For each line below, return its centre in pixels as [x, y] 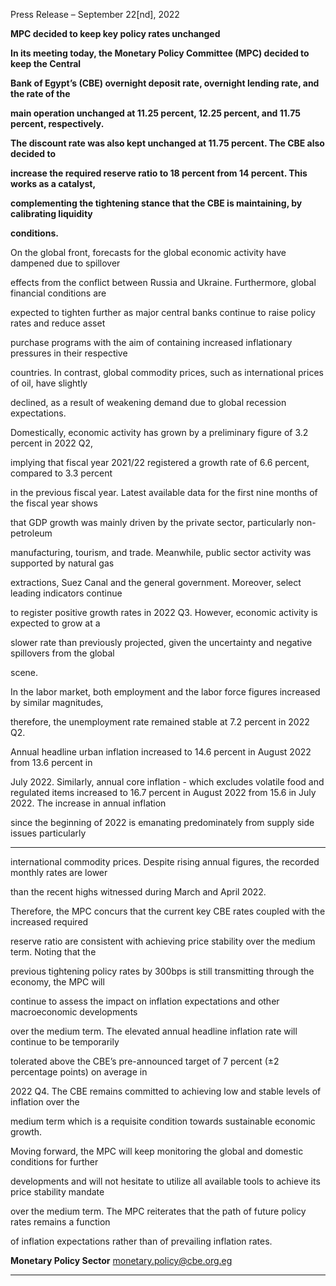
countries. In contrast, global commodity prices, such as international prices [167, 372]
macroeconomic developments [74, 1012]
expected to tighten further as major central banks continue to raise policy [163, 312]
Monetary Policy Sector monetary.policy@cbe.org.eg [121, 1260]
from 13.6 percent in [51, 762]
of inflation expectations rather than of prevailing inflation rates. [141, 1241]
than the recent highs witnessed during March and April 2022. [138, 892]
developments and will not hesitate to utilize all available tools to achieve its [165, 1181]
